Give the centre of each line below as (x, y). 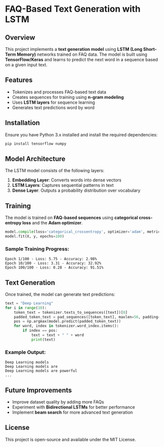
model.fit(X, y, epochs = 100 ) (35, 236)
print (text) (43, 339)
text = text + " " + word (57, 335)
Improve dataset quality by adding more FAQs (58, 402)
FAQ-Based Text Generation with (73, 9)
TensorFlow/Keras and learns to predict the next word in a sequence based (82, 59)
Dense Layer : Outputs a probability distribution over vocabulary (76, 190)
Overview (20, 37)
